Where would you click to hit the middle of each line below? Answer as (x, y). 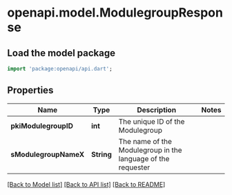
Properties (30, 90)
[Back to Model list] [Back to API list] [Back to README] (86, 184)
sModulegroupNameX (48, 154)
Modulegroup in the (150, 150)
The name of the (145, 141)
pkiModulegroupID (42, 126)
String (101, 154)
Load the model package (61, 53)
